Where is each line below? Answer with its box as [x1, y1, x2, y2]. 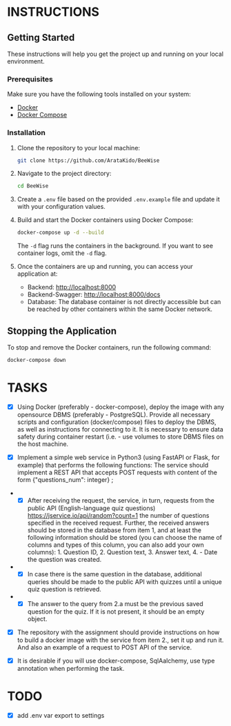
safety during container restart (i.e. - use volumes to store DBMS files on [17, 432, 224, 441]
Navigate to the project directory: [17, 170, 112, 178]
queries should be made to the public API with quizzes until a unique [27, 578, 223, 586]
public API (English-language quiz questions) [27, 504, 156, 512]
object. [27, 615, 48, 623]
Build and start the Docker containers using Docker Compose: [17, 216, 194, 224]
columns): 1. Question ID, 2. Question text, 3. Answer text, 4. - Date [27, 548, 218, 556]
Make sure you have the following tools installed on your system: [7, 90, 191, 99]
